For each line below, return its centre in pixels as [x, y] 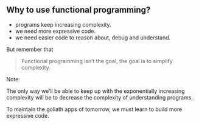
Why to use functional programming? [79, 10]
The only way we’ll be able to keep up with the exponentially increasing [96, 91]
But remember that [30, 49]
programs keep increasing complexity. [63, 24]
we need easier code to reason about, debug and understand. [93, 37]
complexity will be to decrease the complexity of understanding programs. [100, 97]
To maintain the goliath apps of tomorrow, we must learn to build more [94, 109]
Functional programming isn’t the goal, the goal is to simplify [97, 61]
